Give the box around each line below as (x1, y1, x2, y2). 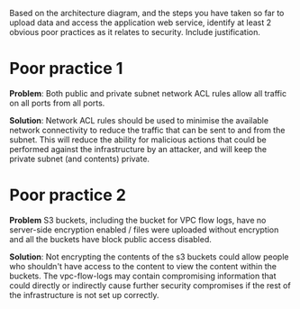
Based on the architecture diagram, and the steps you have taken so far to (9, 8, 285, 18)
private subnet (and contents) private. (9, 153, 150, 164)
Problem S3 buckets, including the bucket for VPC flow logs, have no (9, 214, 267, 225)
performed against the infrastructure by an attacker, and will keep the (9, 143, 268, 154)
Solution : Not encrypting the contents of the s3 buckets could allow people (9, 251, 289, 262)
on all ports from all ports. (9, 97, 105, 108)
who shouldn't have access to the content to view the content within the (9, 260, 277, 271)
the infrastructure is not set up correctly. (9, 289, 159, 300)
